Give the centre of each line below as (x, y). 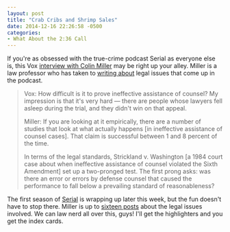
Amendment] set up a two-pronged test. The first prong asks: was (117, 172)
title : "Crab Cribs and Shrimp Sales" (62, 20)
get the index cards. (35, 221)
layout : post (26, 13)
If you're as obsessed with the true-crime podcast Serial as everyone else (111, 58)
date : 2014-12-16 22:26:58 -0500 (55, 26)
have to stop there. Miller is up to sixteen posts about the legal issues (105, 207)
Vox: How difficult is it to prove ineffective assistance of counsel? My (121, 94)
